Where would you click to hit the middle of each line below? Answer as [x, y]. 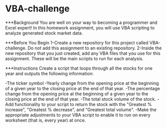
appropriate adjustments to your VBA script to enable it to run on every [78, 115]
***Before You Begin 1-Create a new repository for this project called [77, 42]
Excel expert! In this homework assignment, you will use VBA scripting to [80, 27]
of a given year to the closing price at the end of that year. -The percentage [83, 88]
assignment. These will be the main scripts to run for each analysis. [74, 58]
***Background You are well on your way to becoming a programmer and [82, 22]
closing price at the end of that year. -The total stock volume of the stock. [81, 99]
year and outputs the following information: [49, 73]
